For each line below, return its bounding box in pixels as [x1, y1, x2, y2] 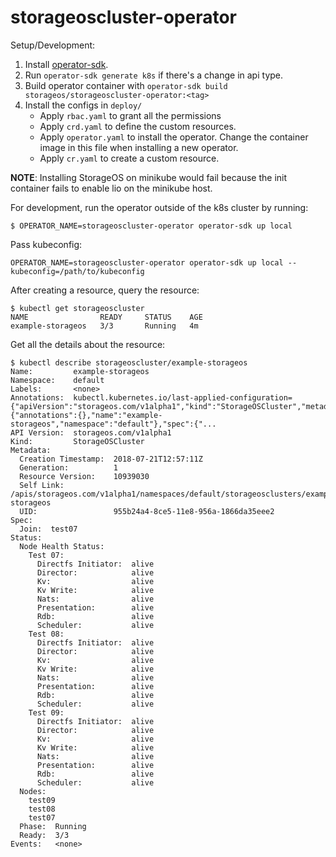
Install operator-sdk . [24, 58, 109, 70]
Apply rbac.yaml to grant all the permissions [39, 109, 222, 121]
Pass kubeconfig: [10, 238, 83, 250]
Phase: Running [19, 821, 87, 831]
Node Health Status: [19, 541, 105, 551]
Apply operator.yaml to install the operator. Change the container [39, 131, 309, 143]
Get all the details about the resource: [10, 338, 166, 350]
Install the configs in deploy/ [24, 99, 143, 111]
